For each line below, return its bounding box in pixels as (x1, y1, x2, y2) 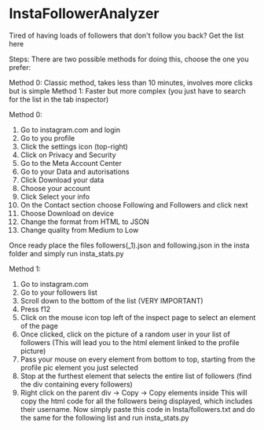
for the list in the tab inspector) (9, 94, 109, 104)
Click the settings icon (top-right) (20, 141, 128, 151)
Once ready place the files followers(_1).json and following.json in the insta (9, 241, 250, 250)
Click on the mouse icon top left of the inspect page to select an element (20, 312, 256, 322)
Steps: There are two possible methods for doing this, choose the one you (9, 54, 249, 64)
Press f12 (20, 304, 51, 314)
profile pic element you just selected (20, 362, 138, 372)
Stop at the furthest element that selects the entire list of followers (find (20, 371, 252, 380)
